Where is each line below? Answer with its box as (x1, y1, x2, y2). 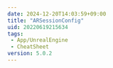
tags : (7, 30, 23, 38)
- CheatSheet (10, 43, 50, 50)
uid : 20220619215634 (7, 23, 69, 30)
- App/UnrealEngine (10, 37, 69, 44)
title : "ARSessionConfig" (7, 17, 84, 24)
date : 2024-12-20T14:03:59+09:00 (7, 10, 107, 18)
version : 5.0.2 (7, 50, 53, 57)
